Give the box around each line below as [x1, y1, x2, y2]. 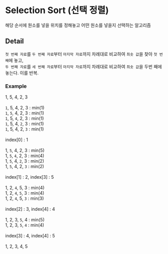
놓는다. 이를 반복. [5, 70, 39, 76]
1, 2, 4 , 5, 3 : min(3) [5, 195, 44, 201]
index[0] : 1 [5, 137, 29, 143]
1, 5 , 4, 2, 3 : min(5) [5, 148, 45, 154]
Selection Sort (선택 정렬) [5, 5, 109, 16]
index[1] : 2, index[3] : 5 [5, 174, 54, 180]
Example [5, 82, 27, 89]
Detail [5, 37, 24, 46]
